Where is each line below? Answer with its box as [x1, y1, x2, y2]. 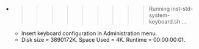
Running [148, 5, 170, 12]
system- [148, 11, 170, 19]
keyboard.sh [148, 18, 181, 25]
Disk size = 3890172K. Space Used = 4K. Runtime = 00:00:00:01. [21, 36, 186, 43]
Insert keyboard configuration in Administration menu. [21, 30, 157, 37]
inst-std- [170, 5, 194, 12]
